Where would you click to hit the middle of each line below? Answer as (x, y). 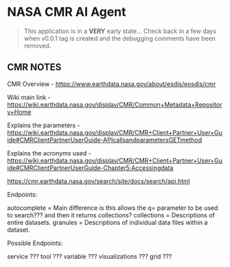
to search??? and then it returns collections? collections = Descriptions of (111, 215)
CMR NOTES (34, 67)
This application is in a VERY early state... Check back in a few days (120, 31)
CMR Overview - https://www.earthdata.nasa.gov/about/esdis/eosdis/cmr (112, 84)
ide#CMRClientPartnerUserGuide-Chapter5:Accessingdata (90, 168)
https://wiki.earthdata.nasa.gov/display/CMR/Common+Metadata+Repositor (115, 105)
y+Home (19, 111)
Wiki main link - (29, 97)
